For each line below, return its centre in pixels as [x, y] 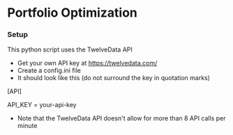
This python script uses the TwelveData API [70, 49]
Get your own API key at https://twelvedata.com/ [87, 63]
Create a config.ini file [49, 70]
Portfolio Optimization [73, 13]
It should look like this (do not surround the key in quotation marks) [114, 78]
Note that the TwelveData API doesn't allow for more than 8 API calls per [121, 118]
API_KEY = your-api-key [42, 105]
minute [27, 126]
